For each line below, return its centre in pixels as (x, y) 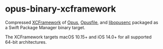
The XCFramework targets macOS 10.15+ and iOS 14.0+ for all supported (79, 37)
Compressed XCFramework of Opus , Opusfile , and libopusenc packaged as (82, 22)
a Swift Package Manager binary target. (45, 27)
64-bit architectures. (26, 42)
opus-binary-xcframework (61, 9)
